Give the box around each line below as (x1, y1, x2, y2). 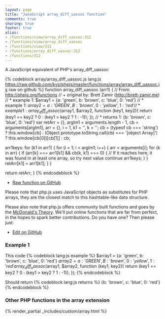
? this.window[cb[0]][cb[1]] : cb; (5, 135, 70, 141)
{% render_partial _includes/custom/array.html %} (5, 308, 107, 314)
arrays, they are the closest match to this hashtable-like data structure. (5, 195, 149, 200)
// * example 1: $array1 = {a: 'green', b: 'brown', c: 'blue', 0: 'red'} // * (5, 97, 144, 103)
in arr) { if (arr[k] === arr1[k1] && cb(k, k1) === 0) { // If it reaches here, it (5, 150, 153, 156)
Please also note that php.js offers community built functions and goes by (5, 204, 155, 210)
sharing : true (5, 21, 34, 26)
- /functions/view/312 (5, 44, 52, 49)
